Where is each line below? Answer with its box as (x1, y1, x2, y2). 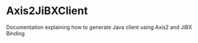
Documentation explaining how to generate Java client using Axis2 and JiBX (6, 24, 193, 31)
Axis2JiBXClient (6, 4, 88, 18)
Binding (6, 29, 25, 37)
